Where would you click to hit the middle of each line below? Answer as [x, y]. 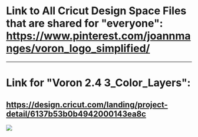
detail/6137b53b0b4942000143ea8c [76, 114]
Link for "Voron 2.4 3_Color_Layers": [98, 83]
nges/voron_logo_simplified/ [78, 49]
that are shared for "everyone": [85, 23]
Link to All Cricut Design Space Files [96, 11]
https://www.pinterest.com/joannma [98, 36]
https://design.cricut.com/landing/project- [87, 105]
